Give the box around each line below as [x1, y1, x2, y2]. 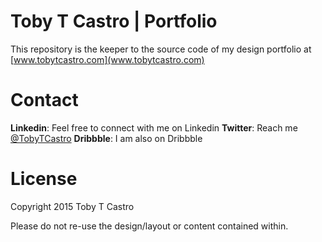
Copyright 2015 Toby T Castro [10, 200, 135, 212]
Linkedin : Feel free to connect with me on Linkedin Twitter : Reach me [10, 121, 298, 134]
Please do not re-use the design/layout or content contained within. [10, 220, 289, 232]
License [10, 168, 78, 190]
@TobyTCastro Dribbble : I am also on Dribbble [10, 132, 203, 144]
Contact [10, 89, 79, 112]
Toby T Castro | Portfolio [10, 10, 218, 33]
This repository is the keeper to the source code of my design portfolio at [10, 43, 312, 55]
